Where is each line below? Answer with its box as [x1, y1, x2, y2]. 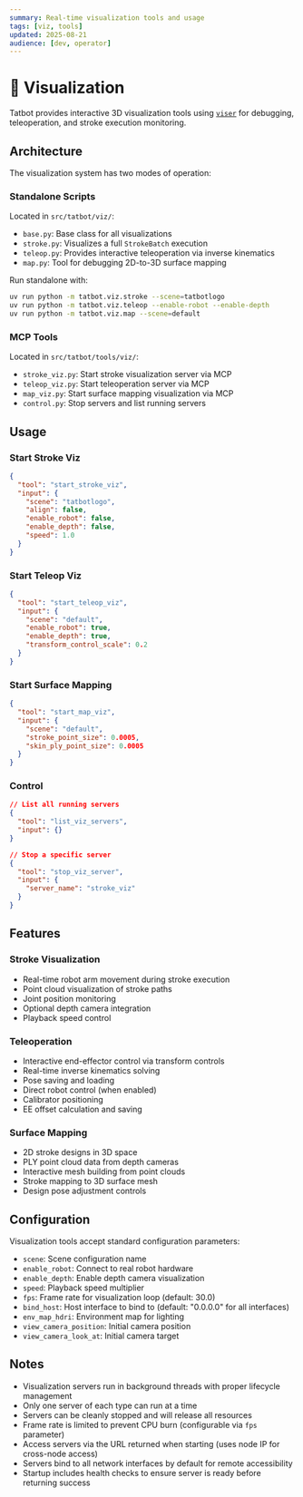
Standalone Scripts [9, 190, 96, 202]
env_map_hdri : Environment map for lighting [22, 1311, 184, 1322]
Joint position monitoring [22, 993, 116, 1004]
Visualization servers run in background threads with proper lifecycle [22, 1380, 281, 1392]
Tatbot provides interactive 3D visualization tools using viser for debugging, [9, 108, 295, 119]
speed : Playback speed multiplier [22, 1282, 145, 1293]
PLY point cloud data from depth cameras [22, 1157, 180, 1168]
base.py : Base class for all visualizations [22, 228, 172, 239]
